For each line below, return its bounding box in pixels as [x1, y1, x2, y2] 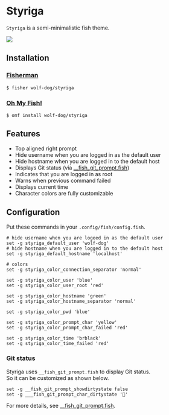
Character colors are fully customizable [14, 189, 113, 197]
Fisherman [6, 71, 39, 80]
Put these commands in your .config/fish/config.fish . [6, 223, 146, 230]
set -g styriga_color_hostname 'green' [6, 293, 107, 299]
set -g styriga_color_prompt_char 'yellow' [6, 319, 118, 325]
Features [6, 128, 40, 139]
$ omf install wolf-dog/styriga [6, 112, 88, 118]
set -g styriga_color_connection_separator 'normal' [6, 267, 142, 273]
